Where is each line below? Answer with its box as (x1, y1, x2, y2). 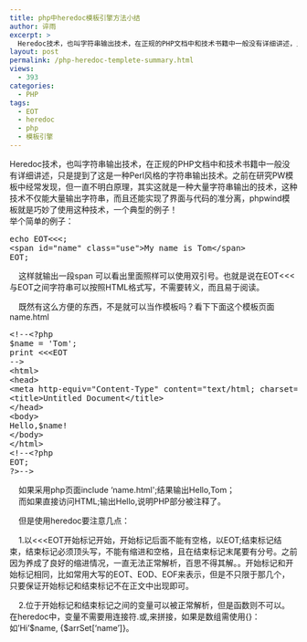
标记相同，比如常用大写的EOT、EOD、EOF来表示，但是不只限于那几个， (16, 568, 291, 580)
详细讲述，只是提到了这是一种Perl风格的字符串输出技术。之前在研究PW (16, 170, 286, 181)
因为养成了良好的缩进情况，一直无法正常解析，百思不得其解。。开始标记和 (9, 557, 286, 568)
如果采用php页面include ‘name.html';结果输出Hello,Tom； (17, 484, 236, 495)
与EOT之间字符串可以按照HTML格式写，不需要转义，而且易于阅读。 (9, 281, 265, 292)
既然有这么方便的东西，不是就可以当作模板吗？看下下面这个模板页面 (17, 300, 275, 311)
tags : (9, 98, 30, 108)
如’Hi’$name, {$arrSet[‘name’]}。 (9, 622, 134, 633)
